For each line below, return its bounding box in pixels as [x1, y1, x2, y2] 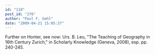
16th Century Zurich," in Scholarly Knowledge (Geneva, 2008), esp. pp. [5, 39, 148, 45]
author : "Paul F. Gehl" [5, 16, 54, 21]
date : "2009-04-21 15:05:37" [5, 20, 64, 26]
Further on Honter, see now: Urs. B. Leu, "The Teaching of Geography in [5, 34, 150, 40]
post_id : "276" [5, 12, 36, 17]
